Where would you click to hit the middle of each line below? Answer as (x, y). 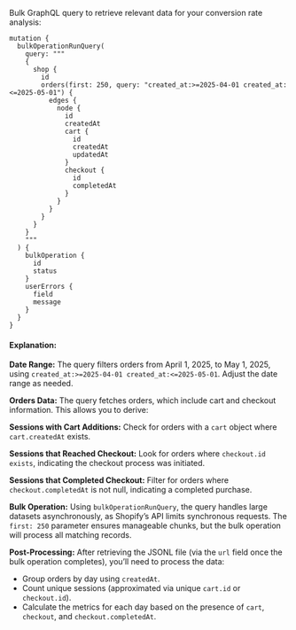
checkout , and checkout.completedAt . (89, 617)
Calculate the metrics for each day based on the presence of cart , (143, 607)
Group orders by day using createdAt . (91, 579)
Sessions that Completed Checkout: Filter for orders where (119, 480)
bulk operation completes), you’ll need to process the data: (117, 562)
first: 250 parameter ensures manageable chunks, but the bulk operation (145, 525)
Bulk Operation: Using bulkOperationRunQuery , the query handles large (139, 507)
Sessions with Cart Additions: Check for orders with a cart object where (143, 427)
